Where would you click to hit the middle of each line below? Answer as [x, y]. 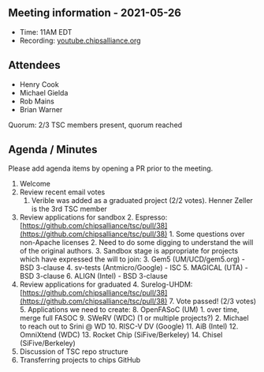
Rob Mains [37, 101]
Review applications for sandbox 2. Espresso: [93, 217]
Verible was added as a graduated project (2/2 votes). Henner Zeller [142, 201]
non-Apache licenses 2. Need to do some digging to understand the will [136, 242]
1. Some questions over [207, 234]
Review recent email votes [62, 192]
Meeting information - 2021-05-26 [95, 13]
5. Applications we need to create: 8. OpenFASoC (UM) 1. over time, [129, 310]
